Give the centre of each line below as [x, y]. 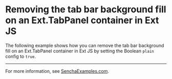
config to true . [21, 56]
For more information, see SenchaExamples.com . [57, 71]
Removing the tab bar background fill [86, 9]
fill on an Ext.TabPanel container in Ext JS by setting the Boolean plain [80, 51]
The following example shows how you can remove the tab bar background [85, 45]
